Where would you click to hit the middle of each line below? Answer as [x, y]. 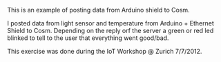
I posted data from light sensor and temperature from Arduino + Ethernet [110, 23]
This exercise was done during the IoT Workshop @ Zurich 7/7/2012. [105, 51]
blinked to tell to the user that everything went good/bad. [88, 38]
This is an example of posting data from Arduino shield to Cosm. [98, 10]
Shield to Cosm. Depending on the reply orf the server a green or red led [110, 31]
